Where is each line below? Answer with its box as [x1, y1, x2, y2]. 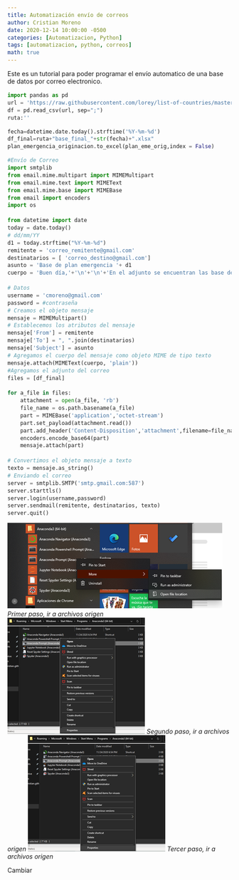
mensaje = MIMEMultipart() [7, 314, 87, 322]
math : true [7, 49, 40, 56]
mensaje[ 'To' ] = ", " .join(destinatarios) [7, 337, 135, 345]
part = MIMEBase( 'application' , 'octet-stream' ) [20, 412, 164, 419]
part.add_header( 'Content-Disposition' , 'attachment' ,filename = [20, 427, 212, 434]
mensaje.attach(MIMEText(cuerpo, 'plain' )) [7, 360, 139, 367]
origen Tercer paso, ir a [7, 844, 216, 854]
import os [7, 201, 37, 209]
